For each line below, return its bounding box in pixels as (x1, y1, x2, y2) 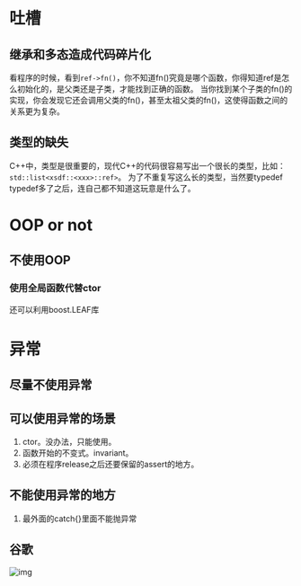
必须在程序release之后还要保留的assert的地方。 (22, 459, 199, 470)
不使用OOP (9, 253, 71, 268)
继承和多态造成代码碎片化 (9, 47, 151, 62)
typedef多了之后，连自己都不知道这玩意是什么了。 (9, 182, 196, 193)
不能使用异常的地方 (9, 487, 116, 503)
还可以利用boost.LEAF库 (9, 304, 100, 315)
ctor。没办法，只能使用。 (22, 437, 117, 448)
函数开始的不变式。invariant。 (22, 448, 134, 458)
